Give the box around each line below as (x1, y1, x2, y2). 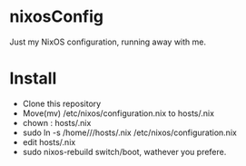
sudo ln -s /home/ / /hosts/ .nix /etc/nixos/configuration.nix (22, 127, 238, 138)
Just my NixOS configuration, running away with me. (9, 36, 207, 47)
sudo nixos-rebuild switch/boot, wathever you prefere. (22, 146, 227, 157)
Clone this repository (22, 98, 102, 109)
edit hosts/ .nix (22, 136, 76, 147)
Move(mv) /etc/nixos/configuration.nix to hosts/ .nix (22, 107, 215, 119)
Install (9, 68, 57, 89)
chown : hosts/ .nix (22, 117, 92, 128)
